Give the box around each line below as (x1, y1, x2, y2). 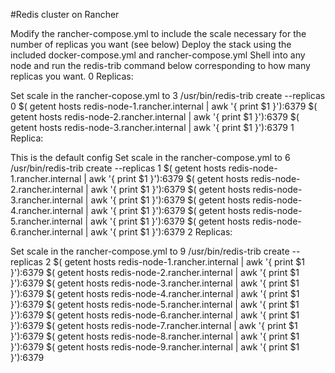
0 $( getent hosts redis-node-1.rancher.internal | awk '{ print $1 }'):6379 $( (10, 100, 318, 112)
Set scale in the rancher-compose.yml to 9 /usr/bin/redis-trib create (10, 245, 290, 257)
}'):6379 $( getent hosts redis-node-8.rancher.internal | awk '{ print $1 (10, 330, 300, 342)
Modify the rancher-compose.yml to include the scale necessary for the (10, 28, 307, 39)
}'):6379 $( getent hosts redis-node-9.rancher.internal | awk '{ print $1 (10, 341, 300, 353)
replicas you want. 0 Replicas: (10, 70, 134, 82)
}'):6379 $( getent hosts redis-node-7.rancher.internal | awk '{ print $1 (10, 320, 298, 331)
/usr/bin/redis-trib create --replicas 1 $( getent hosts (10, 162, 227, 174)
